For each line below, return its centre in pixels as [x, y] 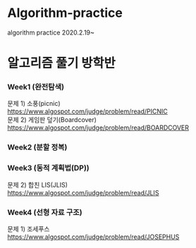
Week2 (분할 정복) [37, 147]
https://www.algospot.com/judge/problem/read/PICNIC [87, 111]
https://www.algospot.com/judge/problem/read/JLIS [83, 192]
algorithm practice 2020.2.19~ [51, 32]
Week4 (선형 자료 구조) [45, 212]
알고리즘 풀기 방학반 [62, 63]
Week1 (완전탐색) [36, 87]
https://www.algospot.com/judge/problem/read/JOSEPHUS [93, 237]
